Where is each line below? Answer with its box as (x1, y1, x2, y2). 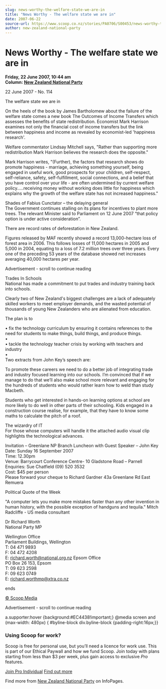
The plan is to (5, 316, 33, 322)
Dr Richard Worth (5, 519, 41, 525)
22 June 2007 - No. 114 (5, 89, 53, 95)
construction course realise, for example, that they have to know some (5, 407, 149, 414)
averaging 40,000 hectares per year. (5, 256, 80, 262)
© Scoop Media (5, 595, 38, 601)
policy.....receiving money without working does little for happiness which (5, 185, 155, 191)
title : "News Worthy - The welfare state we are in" (5, 12, 116, 17)
